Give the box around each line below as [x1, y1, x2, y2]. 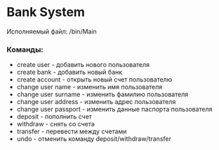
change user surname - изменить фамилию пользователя [16, 90, 189, 98]
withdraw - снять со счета [16, 120, 95, 128]
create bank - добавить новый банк [16, 68, 123, 77]
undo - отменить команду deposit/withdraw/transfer [16, 135, 171, 143]
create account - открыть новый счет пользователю [16, 75, 173, 84]
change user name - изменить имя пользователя [16, 83, 163, 91]
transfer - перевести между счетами [16, 127, 127, 136]
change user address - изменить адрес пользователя [16, 98, 176, 106]
